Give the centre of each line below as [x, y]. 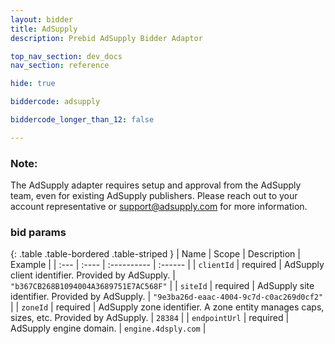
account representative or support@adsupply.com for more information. [159, 207]
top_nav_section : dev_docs [66, 56]
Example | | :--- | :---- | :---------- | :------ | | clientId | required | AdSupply [167, 265]
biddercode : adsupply [55, 102]
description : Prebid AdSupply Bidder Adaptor [106, 38]
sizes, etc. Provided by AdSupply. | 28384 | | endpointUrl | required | [150, 318]
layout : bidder [42, 19]
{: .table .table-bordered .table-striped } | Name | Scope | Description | [155, 254]
